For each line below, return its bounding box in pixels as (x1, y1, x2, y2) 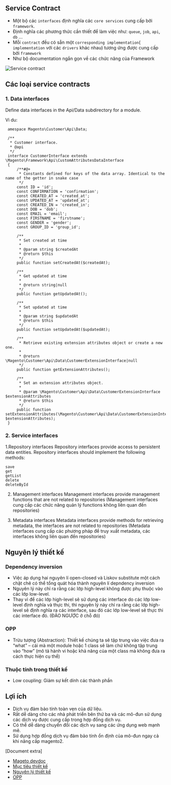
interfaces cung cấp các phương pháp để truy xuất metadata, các (12, 528, 151, 534)
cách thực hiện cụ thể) (12, 653, 60, 659)
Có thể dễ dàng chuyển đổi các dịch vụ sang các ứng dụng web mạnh (12, 722, 160, 728)
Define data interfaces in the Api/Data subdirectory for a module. (5, 107, 141, 113)
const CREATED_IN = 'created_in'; (16, 202, 90, 208)
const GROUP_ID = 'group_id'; (16, 224, 81, 229)
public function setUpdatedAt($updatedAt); (16, 327, 110, 332)
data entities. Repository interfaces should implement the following (5, 449, 146, 455)
